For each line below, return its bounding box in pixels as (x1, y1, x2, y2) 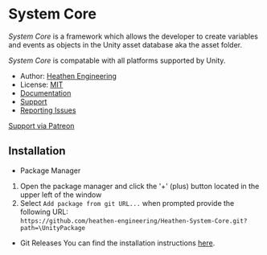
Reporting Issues (19, 105, 76, 115)
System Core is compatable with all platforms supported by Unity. (8, 56, 226, 65)
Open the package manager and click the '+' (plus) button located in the (19, 181, 260, 191)
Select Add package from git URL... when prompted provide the (19, 198, 235, 208)
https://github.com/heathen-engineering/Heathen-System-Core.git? (19, 216, 248, 225)
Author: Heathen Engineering (19, 71, 117, 80)
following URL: (19, 207, 68, 216)
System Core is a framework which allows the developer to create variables (8, 31, 259, 41)
